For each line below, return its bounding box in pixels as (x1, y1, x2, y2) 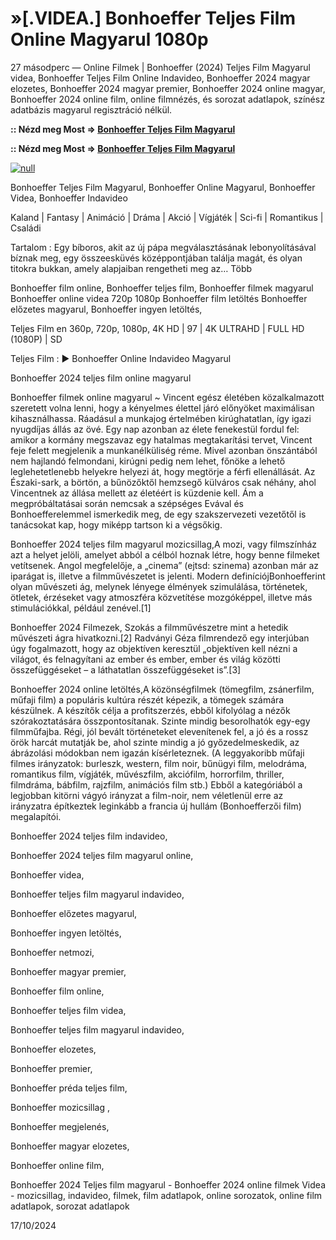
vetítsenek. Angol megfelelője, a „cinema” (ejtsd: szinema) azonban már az (10, 559, 320, 571)
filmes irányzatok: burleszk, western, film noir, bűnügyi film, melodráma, (10, 757, 308, 769)
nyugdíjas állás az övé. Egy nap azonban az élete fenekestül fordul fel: (10, 423, 300, 435)
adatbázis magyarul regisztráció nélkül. (10, 103, 173, 116)
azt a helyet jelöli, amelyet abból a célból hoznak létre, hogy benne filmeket (10, 548, 320, 561)
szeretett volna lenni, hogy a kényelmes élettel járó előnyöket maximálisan (10, 402, 315, 414)
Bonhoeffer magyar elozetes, (10, 1140, 130, 1152)
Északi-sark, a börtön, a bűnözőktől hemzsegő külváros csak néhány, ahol (10, 476, 317, 488)
